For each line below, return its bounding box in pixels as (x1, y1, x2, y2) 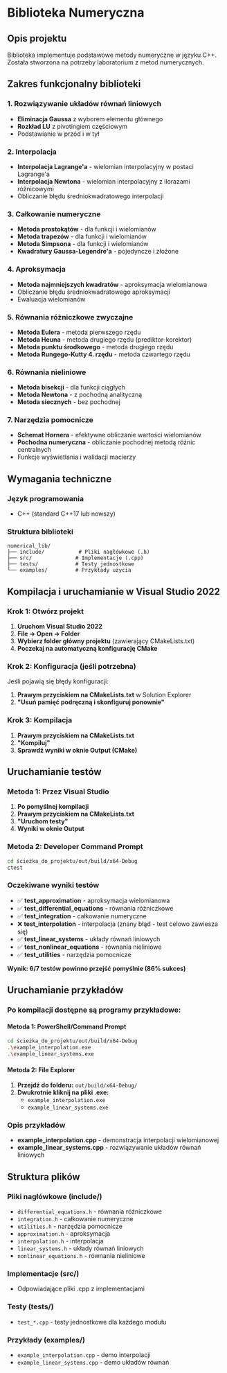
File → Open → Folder (17, 629, 80, 638)
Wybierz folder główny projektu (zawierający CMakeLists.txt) (17, 637, 195, 645)
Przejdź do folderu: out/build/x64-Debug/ (17, 1081, 138, 1090)
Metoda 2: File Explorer (7, 1065, 75, 1074)
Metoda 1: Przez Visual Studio (7, 787, 109, 796)
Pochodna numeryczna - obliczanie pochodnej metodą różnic (17, 438, 196, 446)
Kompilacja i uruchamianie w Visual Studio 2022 (7, 586, 220, 597)
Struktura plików (7, 1171, 81, 1182)
